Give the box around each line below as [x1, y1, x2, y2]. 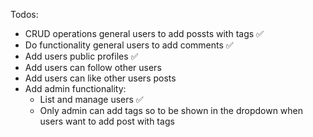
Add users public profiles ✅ [24, 50, 139, 62]
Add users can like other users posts [24, 72, 177, 84]
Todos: [10, 9, 39, 20]
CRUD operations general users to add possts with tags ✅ [24, 28, 264, 39]
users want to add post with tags [39, 115, 175, 127]
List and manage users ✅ [39, 94, 144, 105]
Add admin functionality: [24, 83, 127, 94]
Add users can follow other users [24, 62, 162, 73]
